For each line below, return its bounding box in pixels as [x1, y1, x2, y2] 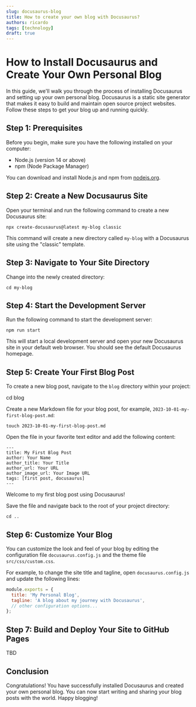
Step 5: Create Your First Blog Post [6, 367, 135, 377]
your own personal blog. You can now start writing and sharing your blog [6, 688, 182, 695]
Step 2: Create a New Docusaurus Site [6, 191, 148, 201]
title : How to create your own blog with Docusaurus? [6, 14, 140, 20]
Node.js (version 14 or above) [14, 156, 86, 163]
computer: [6, 145, 31, 152]
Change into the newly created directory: [6, 273, 105, 280]
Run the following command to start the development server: [6, 316, 153, 323]
